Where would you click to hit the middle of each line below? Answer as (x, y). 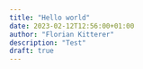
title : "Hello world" (50, 17)
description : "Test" (48, 43)
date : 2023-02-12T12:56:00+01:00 (72, 26)
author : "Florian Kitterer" (62, 34)
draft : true (31, 51)
